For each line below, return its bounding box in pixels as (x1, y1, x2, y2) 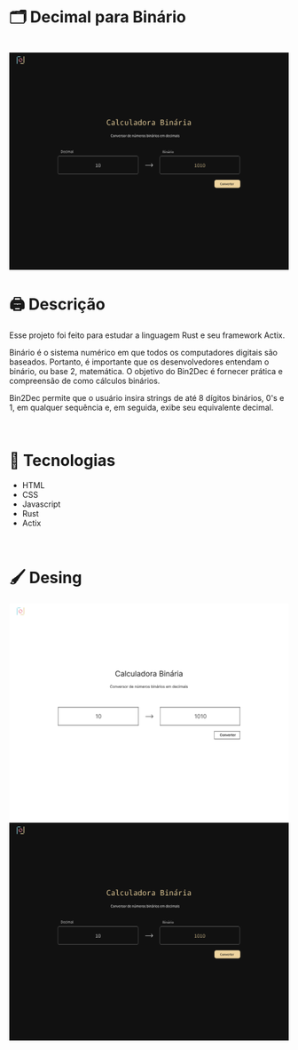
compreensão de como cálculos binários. (9, 375, 161, 387)
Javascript (21, 499, 61, 509)
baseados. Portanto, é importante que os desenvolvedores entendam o (9, 357, 270, 367)
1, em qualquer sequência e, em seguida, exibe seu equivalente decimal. (9, 402, 274, 413)
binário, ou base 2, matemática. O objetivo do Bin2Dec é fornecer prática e (9, 366, 284, 377)
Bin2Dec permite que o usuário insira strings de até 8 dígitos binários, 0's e (9, 393, 285, 404)
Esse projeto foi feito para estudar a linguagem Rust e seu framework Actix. (9, 330, 286, 341)
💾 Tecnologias (9, 451, 116, 471)
